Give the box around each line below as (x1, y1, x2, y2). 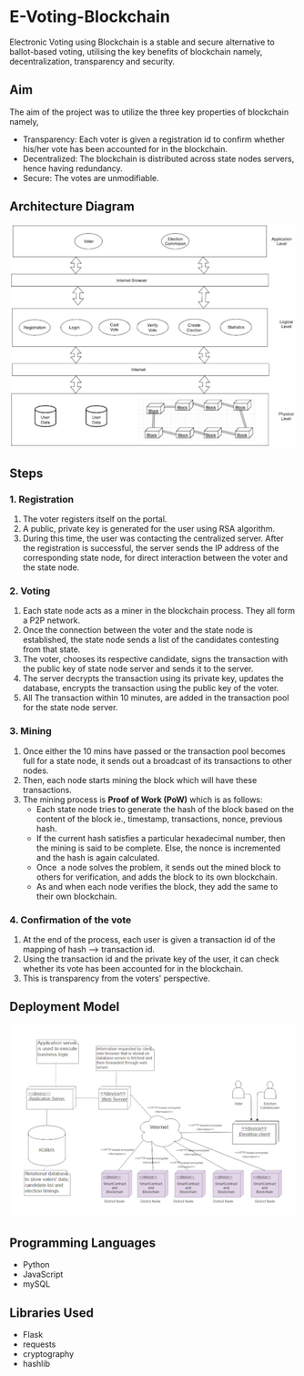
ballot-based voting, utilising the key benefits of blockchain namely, (9, 46, 263, 56)
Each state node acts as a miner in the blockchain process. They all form (22, 606, 296, 617)
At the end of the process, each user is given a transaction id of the (22, 933, 276, 944)
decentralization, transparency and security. (9, 56, 176, 66)
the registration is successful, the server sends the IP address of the (22, 543, 279, 553)
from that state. (22, 644, 81, 655)
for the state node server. (22, 702, 118, 713)
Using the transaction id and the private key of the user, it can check (22, 953, 279, 964)
